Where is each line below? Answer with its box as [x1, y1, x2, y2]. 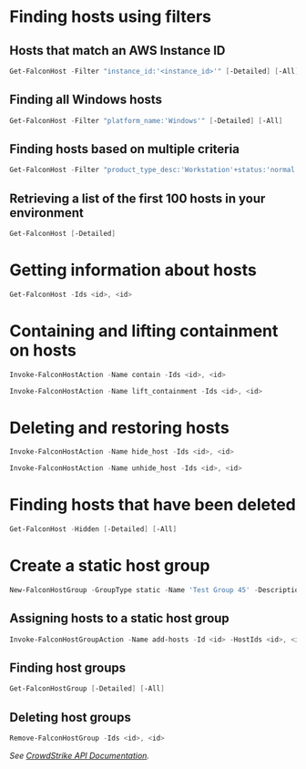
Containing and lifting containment [9, 321, 279, 341]
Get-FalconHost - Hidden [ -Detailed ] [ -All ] [9, 525, 178, 534]
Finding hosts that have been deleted [9, 495, 296, 516]
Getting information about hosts [9, 260, 257, 281]
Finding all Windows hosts [9, 92, 162, 108]
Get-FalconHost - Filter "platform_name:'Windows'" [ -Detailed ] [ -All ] [9, 116, 283, 125]
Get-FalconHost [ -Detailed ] [9, 230, 117, 239]
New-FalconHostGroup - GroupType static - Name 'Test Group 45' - [9, 585, 259, 594]
